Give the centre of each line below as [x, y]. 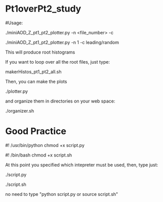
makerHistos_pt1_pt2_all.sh [33, 72]
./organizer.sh [20, 111]
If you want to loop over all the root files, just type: [58, 62]
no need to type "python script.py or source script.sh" [62, 194]
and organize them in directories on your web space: [60, 101]
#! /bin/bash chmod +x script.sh [39, 155]
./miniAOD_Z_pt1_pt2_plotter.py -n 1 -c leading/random [62, 42]
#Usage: [14, 23]
